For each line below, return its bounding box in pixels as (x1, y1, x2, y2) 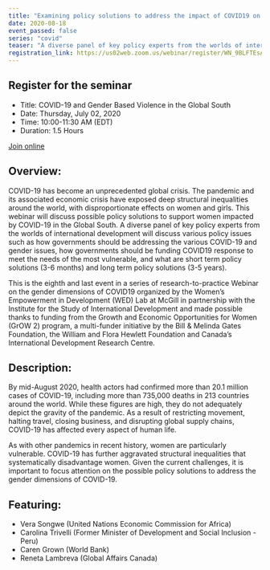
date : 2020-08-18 (8, 19, 67, 27)
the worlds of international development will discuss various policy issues (8, 228, 252, 238)
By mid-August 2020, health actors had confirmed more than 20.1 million (8, 382, 249, 392)
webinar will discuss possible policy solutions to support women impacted (8, 211, 255, 221)
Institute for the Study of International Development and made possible (8, 303, 243, 313)
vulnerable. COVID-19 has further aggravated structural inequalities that (8, 449, 247, 458)
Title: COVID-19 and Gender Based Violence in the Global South (19, 100, 231, 109)
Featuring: (8, 498, 62, 511)
